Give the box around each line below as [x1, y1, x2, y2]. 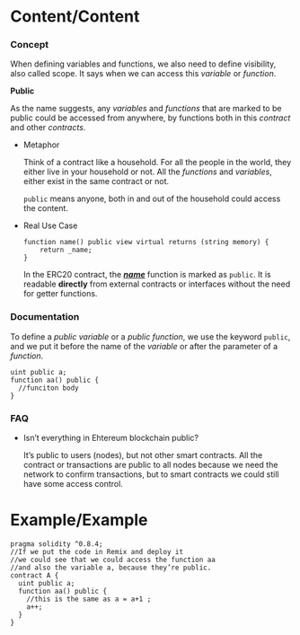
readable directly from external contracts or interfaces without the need [22, 278, 291, 289]
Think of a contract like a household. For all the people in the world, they [22, 157, 291, 168]
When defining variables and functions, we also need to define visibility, [10, 58, 277, 69]
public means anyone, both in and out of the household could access [22, 193, 281, 204]
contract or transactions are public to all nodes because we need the [22, 460, 278, 471]
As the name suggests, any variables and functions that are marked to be [10, 103, 282, 114]
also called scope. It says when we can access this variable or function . [10, 68, 277, 79]
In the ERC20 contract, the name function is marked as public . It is [22, 269, 272, 280]
